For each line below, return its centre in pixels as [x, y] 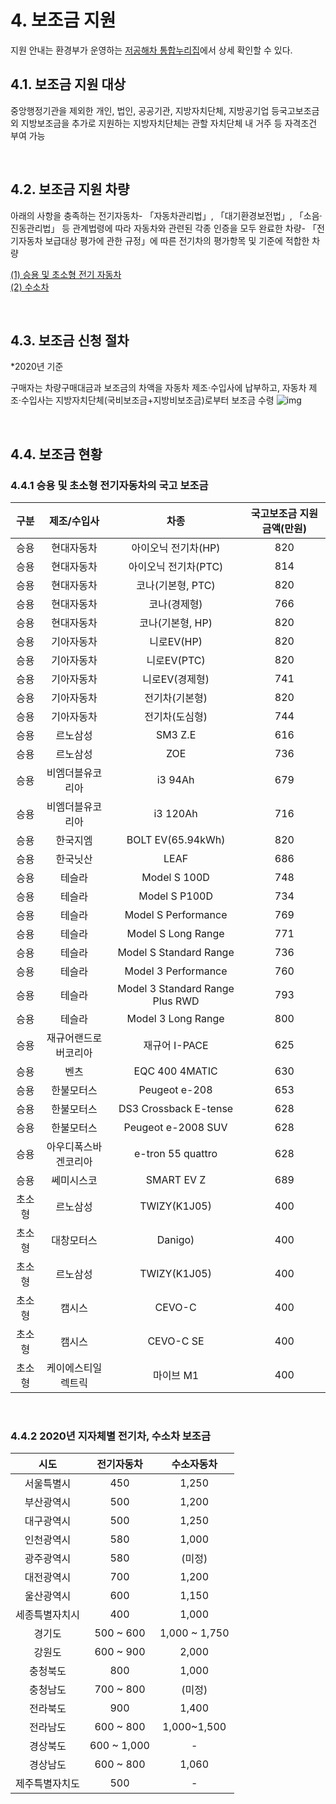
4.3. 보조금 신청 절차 [70, 340]
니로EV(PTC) [176, 661]
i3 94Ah [175, 780]
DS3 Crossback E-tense [176, 1109]
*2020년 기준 [37, 367]
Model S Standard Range [176, 953]
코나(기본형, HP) [176, 623]
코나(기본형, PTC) [176, 586]
